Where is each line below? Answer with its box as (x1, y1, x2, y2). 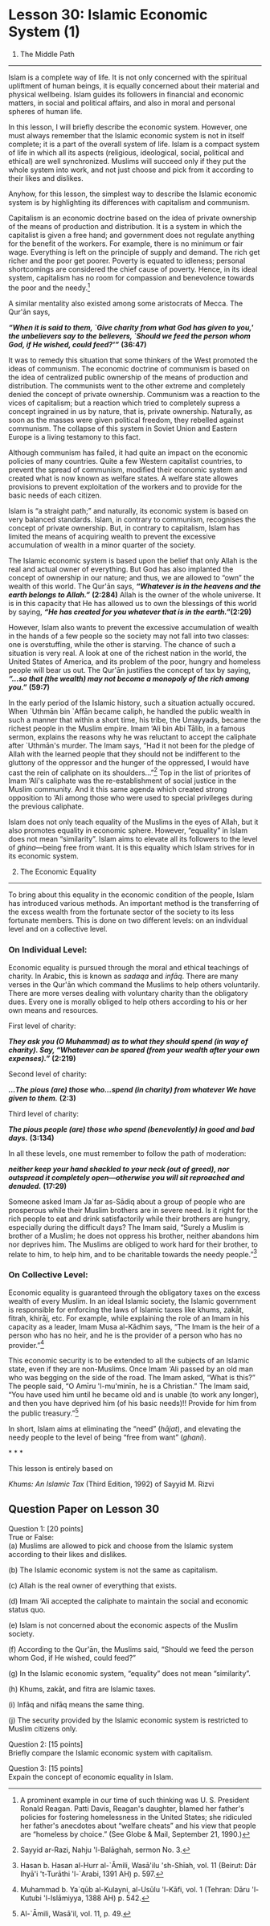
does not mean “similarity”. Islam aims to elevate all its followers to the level (8, 834, 258, 844)
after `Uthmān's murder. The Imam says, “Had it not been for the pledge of (8, 740, 255, 750)
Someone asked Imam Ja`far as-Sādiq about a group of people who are (8, 1196, 246, 1207)
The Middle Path (19, 49, 75, 59)
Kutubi (19, 1893, 42, 1903)
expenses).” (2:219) (8, 1053, 76, 1063)
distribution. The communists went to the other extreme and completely (8, 380, 246, 391)
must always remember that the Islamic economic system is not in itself (8, 130, 245, 140)
